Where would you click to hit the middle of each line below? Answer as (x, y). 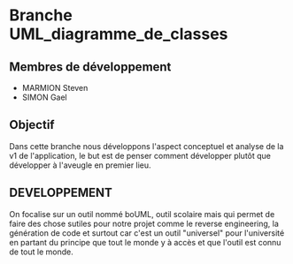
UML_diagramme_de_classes (119, 34)
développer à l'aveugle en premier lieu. (81, 165)
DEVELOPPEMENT (61, 193)
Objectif (32, 125)
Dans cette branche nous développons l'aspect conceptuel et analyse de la (146, 146)
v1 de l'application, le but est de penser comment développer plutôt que (140, 155)
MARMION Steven (55, 88)
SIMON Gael (45, 97)
